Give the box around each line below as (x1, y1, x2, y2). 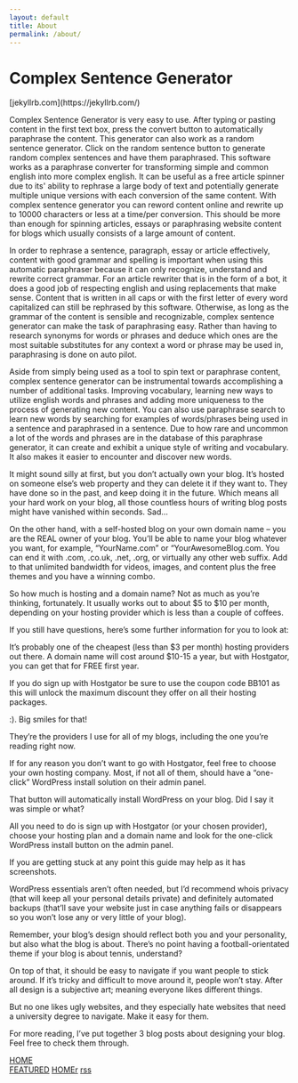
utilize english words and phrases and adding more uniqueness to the (9, 395, 264, 406)
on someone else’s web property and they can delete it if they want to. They (9, 478, 288, 489)
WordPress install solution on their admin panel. (31, 777, 206, 788)
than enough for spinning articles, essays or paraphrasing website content (9, 219, 282, 230)
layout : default (9, 12, 69, 22)
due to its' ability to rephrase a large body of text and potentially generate (9, 181, 279, 191)
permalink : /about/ (9, 29, 82, 38)
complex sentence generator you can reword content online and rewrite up (9, 199, 284, 210)
